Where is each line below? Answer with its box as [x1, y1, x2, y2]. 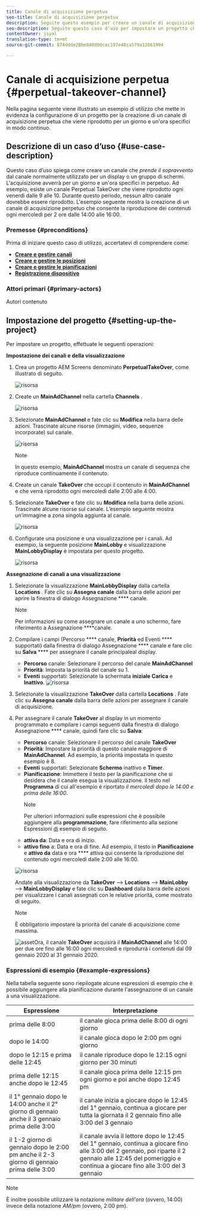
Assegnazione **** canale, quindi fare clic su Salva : [14, 727, 143, 734]
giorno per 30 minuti [79, 1058, 137, 1067]
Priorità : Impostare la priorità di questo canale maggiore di [23, 745, 168, 752]
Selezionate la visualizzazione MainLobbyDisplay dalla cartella [14, 582, 170, 590]
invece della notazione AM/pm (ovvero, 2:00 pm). [6, 1202, 128, 1210]
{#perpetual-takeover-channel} [6, 86, 167, 99]
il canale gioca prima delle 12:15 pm [79, 1068, 182, 1076]
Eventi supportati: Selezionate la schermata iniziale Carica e [23, 672, 173, 680]
